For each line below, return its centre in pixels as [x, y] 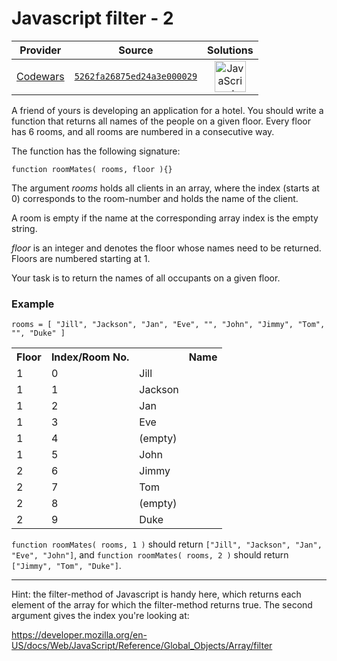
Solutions [230, 50]
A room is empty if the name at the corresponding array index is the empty [165, 218]
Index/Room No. [90, 357]
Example [33, 304]
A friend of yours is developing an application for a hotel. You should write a [167, 110]
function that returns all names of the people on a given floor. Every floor [161, 121]
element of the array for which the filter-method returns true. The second [162, 605]
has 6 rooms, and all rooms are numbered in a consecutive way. [143, 131]
